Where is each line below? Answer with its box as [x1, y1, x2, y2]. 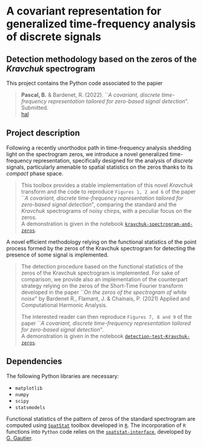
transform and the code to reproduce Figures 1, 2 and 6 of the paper [21, 188, 196, 195]
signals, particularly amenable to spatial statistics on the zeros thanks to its [6, 163, 193, 171]
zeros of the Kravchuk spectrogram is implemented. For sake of [21, 269, 180, 276]
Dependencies [6, 356, 62, 367]
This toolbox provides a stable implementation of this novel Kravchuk [21, 181, 193, 189]
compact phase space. [6, 169, 63, 177]
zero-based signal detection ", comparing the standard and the [21, 201, 177, 208]
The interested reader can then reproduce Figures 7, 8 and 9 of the [21, 313, 192, 320]
